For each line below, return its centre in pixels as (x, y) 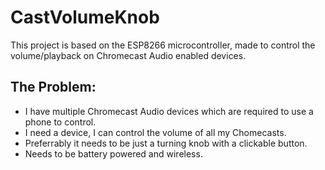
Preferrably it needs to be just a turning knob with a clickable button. (166, 143)
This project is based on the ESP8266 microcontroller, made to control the (163, 45)
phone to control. (60, 122)
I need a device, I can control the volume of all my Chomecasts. (155, 132)
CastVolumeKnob (85, 17)
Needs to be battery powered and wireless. (113, 153)
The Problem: (53, 87)
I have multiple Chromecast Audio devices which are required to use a (169, 111)
